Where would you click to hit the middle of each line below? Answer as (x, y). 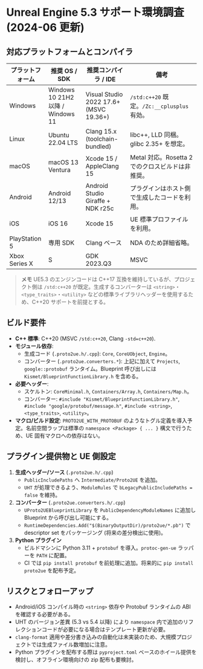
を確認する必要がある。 (44, 615)
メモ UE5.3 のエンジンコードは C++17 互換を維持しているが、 (98, 279)
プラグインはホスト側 (160, 188)
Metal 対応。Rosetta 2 (161, 157)
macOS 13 (63, 162)
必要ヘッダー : (32, 384)
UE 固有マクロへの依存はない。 (65, 435)
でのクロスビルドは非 (160, 166)
